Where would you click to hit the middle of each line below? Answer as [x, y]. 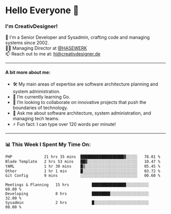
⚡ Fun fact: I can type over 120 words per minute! [64, 124]
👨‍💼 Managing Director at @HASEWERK [46, 48]
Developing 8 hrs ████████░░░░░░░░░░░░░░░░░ [77, 194]
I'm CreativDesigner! [32, 26]
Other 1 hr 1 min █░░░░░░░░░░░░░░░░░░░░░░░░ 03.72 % [83, 171]
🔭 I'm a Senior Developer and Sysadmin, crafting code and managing [78, 37]
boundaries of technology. [40, 108]
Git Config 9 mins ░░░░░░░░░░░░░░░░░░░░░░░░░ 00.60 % [83, 176]
